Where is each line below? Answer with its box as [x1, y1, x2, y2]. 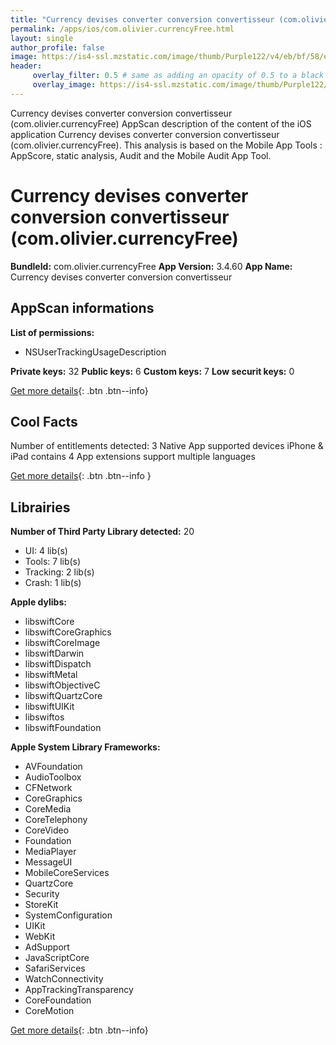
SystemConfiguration [24, 909, 113, 921]
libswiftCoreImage [24, 637, 101, 649]
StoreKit [24, 899, 59, 911]
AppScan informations [10, 300, 155, 317]
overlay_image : [32, 80, 97, 90]
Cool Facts [10, 413, 78, 430]
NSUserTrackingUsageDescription [24, 346, 167, 358]
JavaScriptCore [24, 952, 90, 964]
